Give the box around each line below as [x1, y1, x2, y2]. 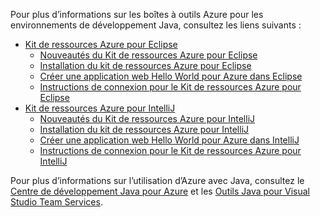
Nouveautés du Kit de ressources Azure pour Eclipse [39, 49, 258, 61]
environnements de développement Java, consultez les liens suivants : [10, 19, 302, 31]
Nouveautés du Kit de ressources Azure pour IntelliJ [39, 113, 256, 124]
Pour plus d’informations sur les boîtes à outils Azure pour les [10, 9, 264, 20]
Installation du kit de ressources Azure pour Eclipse [39, 60, 252, 71]
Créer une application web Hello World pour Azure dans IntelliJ [39, 134, 300, 146]
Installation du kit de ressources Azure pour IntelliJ [39, 124, 250, 135]
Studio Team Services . [10, 196, 103, 208]
